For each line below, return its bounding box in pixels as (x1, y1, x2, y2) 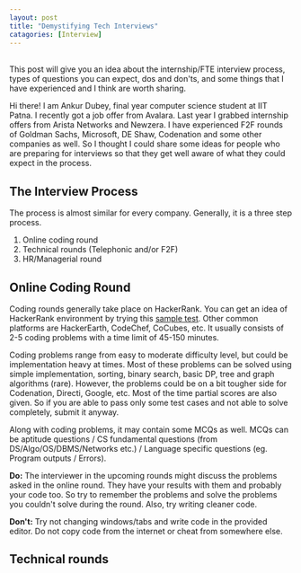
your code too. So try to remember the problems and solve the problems (9, 489, 278, 499)
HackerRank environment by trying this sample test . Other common (9, 313, 259, 323)
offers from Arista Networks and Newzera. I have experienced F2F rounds (9, 119, 284, 130)
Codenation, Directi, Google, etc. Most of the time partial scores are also (9, 388, 277, 398)
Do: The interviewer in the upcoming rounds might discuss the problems (9, 471, 278, 480)
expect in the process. (9, 158, 93, 169)
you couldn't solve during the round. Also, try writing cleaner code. (9, 499, 258, 509)
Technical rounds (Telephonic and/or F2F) (22, 244, 179, 255)
